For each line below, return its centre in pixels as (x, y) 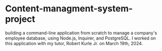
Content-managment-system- (69, 9)
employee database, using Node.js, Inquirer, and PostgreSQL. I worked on (81, 38)
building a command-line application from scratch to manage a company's (81, 33)
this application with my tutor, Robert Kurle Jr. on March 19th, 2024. (74, 43)
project (20, 19)
